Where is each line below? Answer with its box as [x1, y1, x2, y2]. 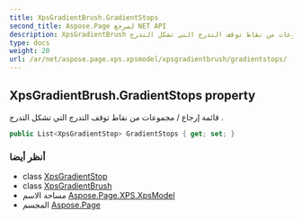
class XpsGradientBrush [22, 180, 112, 191]
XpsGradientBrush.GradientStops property [9, 88, 256, 103]
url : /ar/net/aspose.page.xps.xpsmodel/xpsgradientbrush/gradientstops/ [9, 55, 288, 64]
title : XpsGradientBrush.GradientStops [9, 13, 159, 22]
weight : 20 [9, 47, 50, 56]
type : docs [9, 38, 50, 48]
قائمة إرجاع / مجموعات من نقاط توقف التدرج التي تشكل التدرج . [9, 111, 224, 122]
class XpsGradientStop [22, 171, 108, 181]
